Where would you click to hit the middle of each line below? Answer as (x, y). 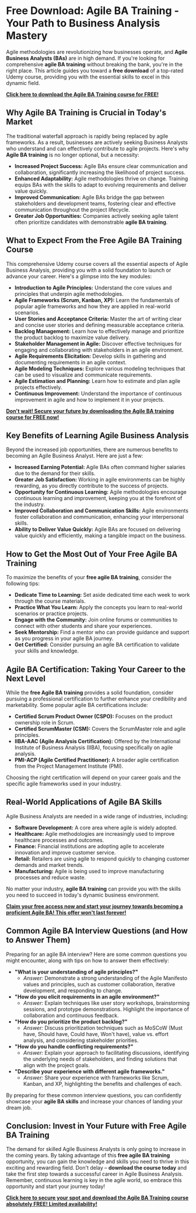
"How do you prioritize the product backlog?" (71, 1021)
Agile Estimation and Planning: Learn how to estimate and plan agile (97, 381)
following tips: (23, 583)
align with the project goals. (57, 1065)
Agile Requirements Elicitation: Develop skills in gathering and (90, 356)
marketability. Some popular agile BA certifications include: (77, 705)
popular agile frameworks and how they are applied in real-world (92, 306)
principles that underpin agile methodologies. (69, 293)
